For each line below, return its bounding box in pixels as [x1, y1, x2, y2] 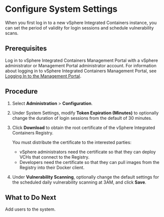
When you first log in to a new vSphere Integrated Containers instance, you [5, 20, 157, 26]
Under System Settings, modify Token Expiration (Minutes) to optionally [12, 109, 159, 116]
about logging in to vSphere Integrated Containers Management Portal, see [5, 68, 157, 74]
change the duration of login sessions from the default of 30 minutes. [12, 115, 153, 121]
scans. [5, 30, 19, 36]
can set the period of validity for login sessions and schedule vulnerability [5, 25, 154, 30]
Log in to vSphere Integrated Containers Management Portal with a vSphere [5, 57, 158, 63]
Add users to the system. [5, 206, 56, 212]
